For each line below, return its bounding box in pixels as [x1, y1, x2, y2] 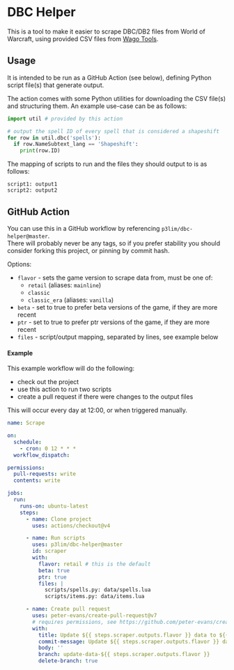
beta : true [38, 567, 70, 574]
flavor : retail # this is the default [38, 561, 151, 568]
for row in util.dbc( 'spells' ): [7, 134, 101, 142]
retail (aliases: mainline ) [27, 280, 102, 289]
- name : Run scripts [25, 535, 86, 542]
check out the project [17, 378, 79, 386]
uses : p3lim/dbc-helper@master [32, 541, 123, 548]
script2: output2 [7, 187, 58, 194]
